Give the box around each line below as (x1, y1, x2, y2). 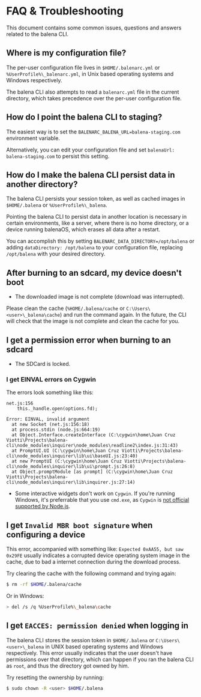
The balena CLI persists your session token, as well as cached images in (6, 195, 185, 202)
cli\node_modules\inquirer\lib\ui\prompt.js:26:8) (6, 464, 136, 470)
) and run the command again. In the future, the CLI (59, 311, 187, 318)
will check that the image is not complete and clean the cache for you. (6, 317, 180, 325)
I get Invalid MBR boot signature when (6, 520, 153, 530)
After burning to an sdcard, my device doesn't (6, 267, 182, 278)
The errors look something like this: (6, 389, 94, 396)
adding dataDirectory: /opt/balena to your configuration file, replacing (6, 244, 183, 251)
